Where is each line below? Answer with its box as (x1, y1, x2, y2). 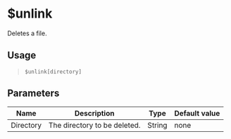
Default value (174, 108, 220, 118)
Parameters (7, 87, 60, 99)
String (147, 120, 168, 130)
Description (74, 108, 115, 118)
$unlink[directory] (24, 68, 82, 75)
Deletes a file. (7, 29, 47, 37)
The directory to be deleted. (48, 120, 141, 130)
